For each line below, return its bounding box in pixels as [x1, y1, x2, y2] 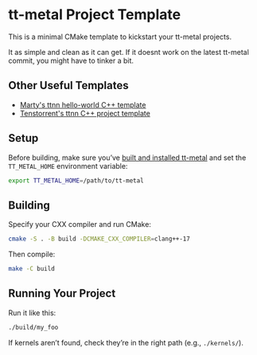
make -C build [8, 265, 56, 273]
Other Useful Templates [8, 79, 129, 92]
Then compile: [8, 249, 56, 259]
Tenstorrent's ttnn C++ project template [19, 108, 151, 118]
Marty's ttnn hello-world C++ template [19, 99, 146, 109]
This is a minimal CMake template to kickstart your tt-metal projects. [8, 32, 232, 41]
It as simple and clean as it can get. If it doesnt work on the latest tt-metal [8, 47, 249, 57]
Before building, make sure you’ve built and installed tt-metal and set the [8, 153, 247, 162]
